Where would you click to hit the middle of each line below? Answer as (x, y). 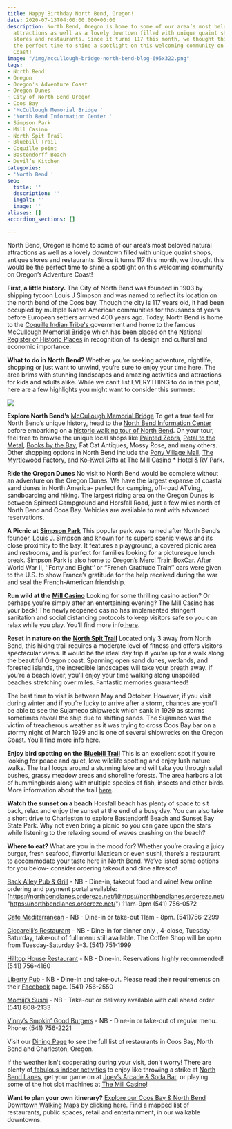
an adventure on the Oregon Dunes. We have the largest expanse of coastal (115, 480)
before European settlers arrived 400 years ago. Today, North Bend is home (115, 317)
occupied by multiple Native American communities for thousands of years (114, 310)
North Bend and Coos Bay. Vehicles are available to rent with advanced (108, 510)
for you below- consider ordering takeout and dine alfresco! (92, 868)
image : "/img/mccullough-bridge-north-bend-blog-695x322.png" (98, 59)
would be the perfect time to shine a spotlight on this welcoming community (115, 267)
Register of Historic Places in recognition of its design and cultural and (107, 339)
